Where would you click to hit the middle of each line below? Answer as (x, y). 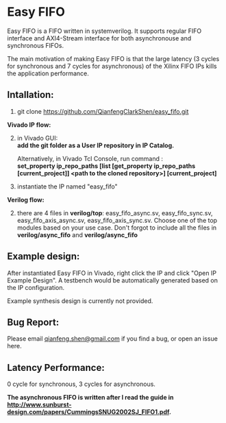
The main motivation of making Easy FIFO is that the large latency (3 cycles (113, 58)
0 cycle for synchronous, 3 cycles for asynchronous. (81, 384)
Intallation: (30, 95)
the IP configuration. (36, 287)
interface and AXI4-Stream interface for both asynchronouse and (99, 38)
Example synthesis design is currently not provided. (80, 301)
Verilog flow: (26, 200)
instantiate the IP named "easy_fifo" (67, 186)
